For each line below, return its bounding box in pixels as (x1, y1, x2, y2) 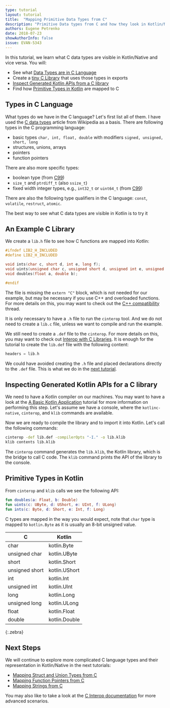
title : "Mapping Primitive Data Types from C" (5, 17, 108, 22)
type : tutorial (5, 7, 37, 13)
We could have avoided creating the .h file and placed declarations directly (5, 360, 162, 366)
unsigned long (8, 599, 42, 606)
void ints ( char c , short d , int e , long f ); (5, 262, 101, 267)
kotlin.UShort (48, 566, 80, 573)
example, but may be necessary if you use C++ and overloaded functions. (5, 295, 160, 301)
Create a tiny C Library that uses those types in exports (12, 74, 128, 81)
